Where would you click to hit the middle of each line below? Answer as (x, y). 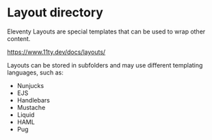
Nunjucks (30, 85)
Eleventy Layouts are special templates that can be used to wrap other (106, 31)
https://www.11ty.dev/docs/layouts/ (56, 52)
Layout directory (55, 13)
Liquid (26, 115)
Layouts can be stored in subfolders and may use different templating (105, 65)
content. (19, 38)
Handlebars (33, 100)
